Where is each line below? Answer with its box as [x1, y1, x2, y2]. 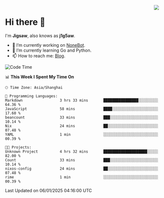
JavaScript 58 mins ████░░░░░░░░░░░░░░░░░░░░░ [5, 106, 159, 111]
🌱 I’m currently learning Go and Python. [12, 47, 92, 53]
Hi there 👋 [5, 17, 45, 28]
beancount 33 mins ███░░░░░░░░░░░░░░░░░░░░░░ [5, 115, 159, 120]
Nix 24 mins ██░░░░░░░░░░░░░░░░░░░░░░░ [5, 123, 159, 128]
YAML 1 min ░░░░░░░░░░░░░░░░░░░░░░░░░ [5, 132, 159, 137]
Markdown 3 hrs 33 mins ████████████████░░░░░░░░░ [5, 98, 159, 103]
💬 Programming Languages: [5, 94, 58, 99]
